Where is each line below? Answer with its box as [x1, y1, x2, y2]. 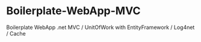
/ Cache [6, 30, 26, 37]
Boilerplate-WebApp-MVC [6, 4, 141, 18]
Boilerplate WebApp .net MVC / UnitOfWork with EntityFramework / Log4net [6, 24, 195, 31]
